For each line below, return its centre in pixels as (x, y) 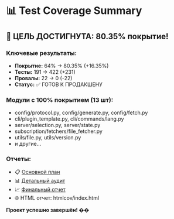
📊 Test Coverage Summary (74, 11)
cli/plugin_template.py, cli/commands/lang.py (69, 119)
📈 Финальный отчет (40, 190)
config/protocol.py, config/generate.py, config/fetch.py (81, 113)
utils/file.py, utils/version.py (48, 138)
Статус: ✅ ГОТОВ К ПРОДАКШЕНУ (58, 84)
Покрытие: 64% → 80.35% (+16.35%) (62, 66)
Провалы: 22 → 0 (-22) (43, 78)
